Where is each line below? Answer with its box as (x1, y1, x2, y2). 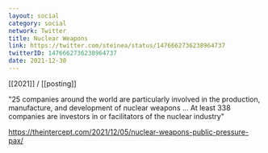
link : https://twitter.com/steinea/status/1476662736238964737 (8, 42, 226, 50)
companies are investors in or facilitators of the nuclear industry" (8, 111, 224, 121)
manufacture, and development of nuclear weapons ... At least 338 (8, 102, 232, 113)
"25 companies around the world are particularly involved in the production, (8, 94, 261, 104)
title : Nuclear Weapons (8, 34, 89, 43)
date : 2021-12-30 (8, 57, 67, 65)
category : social (8, 19, 67, 27)
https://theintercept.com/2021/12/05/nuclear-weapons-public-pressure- (8, 126, 249, 137)
